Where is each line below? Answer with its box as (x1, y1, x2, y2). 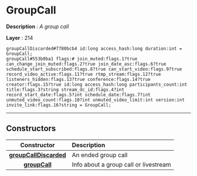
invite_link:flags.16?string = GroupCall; (6, 102, 111, 108)
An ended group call (72, 151, 128, 159)
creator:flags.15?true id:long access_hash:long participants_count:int (6, 82, 188, 87)
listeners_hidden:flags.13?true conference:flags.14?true (6, 76, 151, 82)
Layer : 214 (6, 34, 33, 41)
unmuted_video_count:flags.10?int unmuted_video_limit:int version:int (6, 97, 185, 103)
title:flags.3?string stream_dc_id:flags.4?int (6, 86, 125, 93)
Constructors (6, 124, 56, 134)
